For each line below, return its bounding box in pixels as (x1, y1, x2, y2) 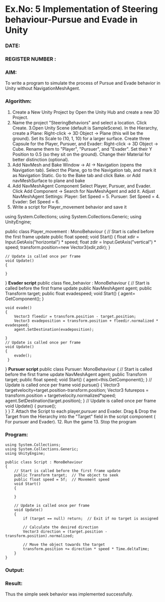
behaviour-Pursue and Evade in (5, 14, 138, 25)
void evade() (5, 305, 32, 310)
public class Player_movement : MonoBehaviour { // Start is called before (5, 228, 155, 234)
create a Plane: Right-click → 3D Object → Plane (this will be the (12, 130, 144, 136)
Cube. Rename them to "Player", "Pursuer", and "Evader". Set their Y (12, 146, 153, 152)
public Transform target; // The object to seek (14, 473, 119, 478)
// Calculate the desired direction (23, 525, 99, 530)
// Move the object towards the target (23, 542, 106, 547)
